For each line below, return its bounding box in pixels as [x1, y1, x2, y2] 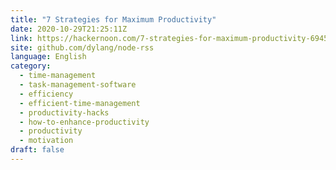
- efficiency [19, 89, 74, 99]
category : [10, 61, 52, 71]
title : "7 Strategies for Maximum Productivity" [10, 14, 217, 25]
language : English [10, 52, 87, 62]
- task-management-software [19, 80, 137, 90]
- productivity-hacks [19, 107, 110, 118]
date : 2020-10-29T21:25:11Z [10, 24, 128, 34]
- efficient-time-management [19, 98, 141, 108]
